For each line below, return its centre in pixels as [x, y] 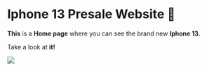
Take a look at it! [31, 47]
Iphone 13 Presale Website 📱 [91, 14]
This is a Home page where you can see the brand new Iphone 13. [104, 33]
